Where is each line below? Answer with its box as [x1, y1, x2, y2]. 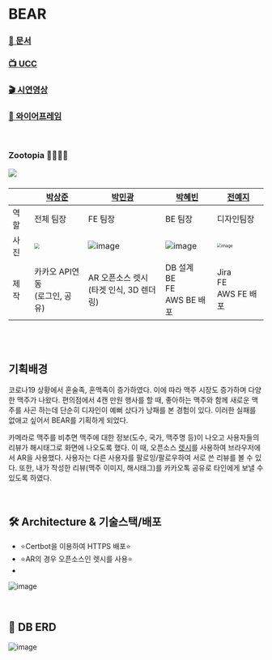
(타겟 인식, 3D [87, 284, 139, 296]
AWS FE [217, 288, 248, 300]
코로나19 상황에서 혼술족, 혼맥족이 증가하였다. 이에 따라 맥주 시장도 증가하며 [8, 385, 247, 395]
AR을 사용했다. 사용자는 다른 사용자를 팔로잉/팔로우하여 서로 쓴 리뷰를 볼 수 [16, 453, 253, 462]
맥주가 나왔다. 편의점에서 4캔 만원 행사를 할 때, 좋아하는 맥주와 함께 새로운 [16, 395, 250, 405]
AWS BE [164, 295, 197, 306]
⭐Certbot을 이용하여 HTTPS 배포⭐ [19, 542, 131, 551]
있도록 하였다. [8, 473, 53, 483]
